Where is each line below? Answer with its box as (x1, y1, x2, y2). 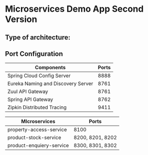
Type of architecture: (5, 33, 71, 41)
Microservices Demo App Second (5, 3, 144, 15)
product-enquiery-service (7, 142, 69, 149)
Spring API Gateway (7, 96, 54, 103)
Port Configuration (5, 50, 63, 58)
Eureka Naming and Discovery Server (7, 80, 93, 87)
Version (5, 14, 37, 25)
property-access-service (7, 126, 67, 133)
